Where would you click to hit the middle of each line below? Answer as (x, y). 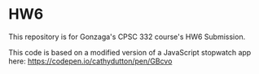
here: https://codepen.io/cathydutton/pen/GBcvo (90, 61)
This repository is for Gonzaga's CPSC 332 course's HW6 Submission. (127, 37)
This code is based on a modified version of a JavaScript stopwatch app (130, 52)
